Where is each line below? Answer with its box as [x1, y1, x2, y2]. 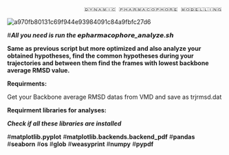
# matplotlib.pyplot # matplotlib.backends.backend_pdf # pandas [7, 133, 195, 141]
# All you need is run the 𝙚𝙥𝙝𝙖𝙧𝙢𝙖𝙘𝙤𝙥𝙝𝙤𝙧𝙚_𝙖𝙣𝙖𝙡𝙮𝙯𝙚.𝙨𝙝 [7, 31, 174, 39]
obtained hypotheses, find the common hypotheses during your [7, 51, 194, 60]
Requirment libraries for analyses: [7, 106, 107, 114]
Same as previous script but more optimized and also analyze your [7, 45, 201, 52]
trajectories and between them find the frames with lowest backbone [7, 59, 209, 67]
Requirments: [7, 80, 47, 88]
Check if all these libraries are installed [7, 119, 122, 128]
